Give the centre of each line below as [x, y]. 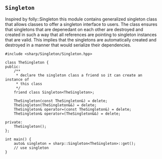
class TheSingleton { [27, 62]
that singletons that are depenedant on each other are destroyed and [74, 29]
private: [14, 122]
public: [13, 67]
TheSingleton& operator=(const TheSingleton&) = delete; [73, 109]
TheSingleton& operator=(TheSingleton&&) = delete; [67, 114]
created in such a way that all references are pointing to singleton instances [81, 35]
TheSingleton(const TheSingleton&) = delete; [61, 101]
